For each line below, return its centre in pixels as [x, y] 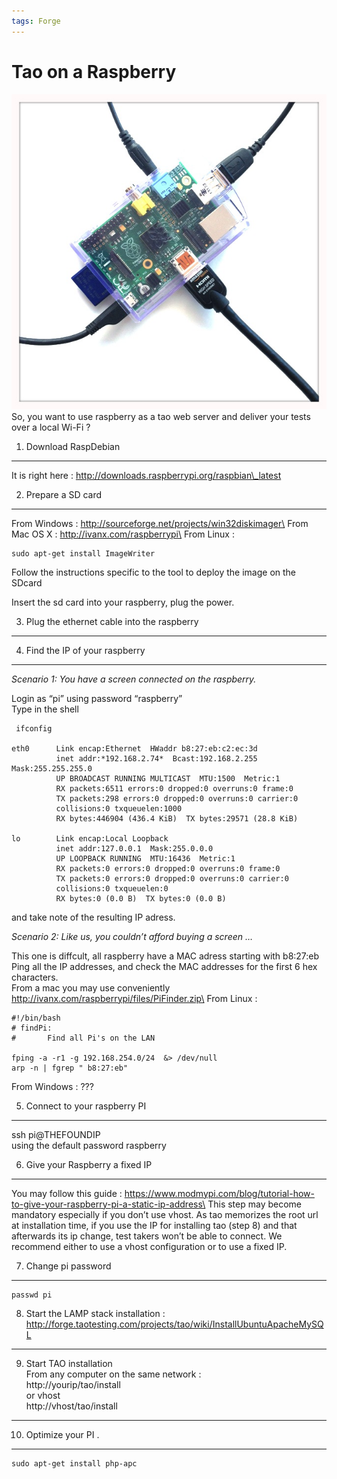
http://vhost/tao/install [71, 1406]
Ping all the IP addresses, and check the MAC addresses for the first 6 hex [164, 966]
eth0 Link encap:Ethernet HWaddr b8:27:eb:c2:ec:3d [134, 748]
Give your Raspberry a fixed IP [89, 1164]
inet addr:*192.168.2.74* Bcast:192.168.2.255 [156, 758]
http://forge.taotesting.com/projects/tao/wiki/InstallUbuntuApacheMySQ [174, 1324]
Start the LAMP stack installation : [95, 1313]
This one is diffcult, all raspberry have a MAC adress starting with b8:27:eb [165, 956]
